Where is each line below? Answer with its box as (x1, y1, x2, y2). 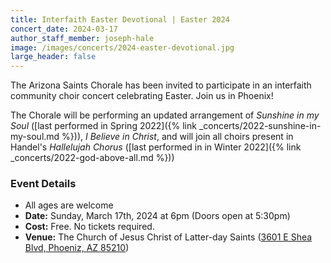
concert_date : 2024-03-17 (10, 24, 118, 34)
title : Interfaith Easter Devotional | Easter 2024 (10, 14, 230, 25)
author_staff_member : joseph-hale (10, 33, 155, 43)
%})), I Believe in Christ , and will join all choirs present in (61, 131, 294, 143)
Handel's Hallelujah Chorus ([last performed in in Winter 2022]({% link (10, 141, 302, 153)
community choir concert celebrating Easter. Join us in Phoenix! (10, 90, 274, 102)
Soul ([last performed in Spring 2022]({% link (10, 120, 197, 132)
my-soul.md (10, 131, 60, 143)
